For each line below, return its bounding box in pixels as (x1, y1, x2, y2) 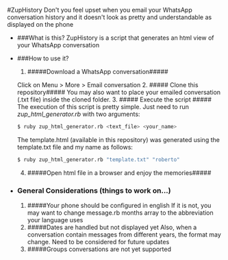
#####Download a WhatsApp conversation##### (27, 68, 169, 75)
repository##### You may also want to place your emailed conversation (16, 88, 221, 96)
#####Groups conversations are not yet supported (27, 245, 172, 253)
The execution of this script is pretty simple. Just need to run (16, 103, 190, 110)
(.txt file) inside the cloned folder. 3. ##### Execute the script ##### (16, 95, 212, 104)
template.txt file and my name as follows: (16, 143, 134, 151)
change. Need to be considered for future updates (27, 238, 170, 246)
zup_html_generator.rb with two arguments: (16, 110, 140, 118)
